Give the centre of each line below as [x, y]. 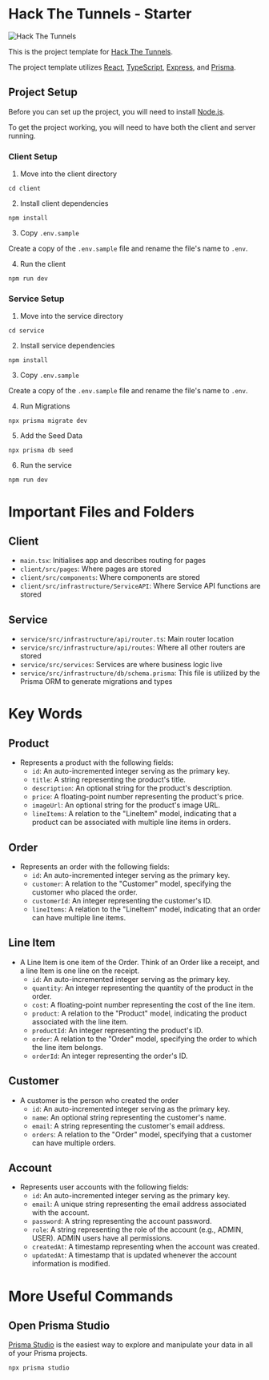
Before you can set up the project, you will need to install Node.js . [117, 111]
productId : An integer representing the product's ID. [117, 1030]
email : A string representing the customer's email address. [128, 1125]
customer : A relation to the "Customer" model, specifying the [132, 883]
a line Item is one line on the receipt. [80, 971]
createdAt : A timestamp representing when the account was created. [146, 1247]
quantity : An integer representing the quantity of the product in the [143, 988]
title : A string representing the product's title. [109, 780]
